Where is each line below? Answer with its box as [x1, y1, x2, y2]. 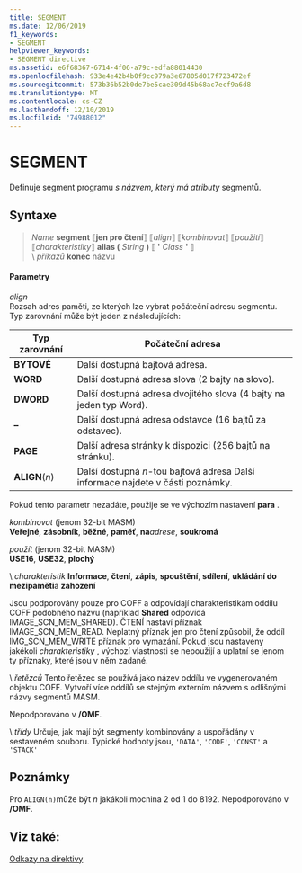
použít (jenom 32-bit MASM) [9, 544, 116, 555]
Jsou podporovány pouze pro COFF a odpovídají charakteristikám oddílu [9, 598, 279, 609]
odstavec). [76, 424, 123, 437]
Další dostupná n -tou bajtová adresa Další [76, 465, 255, 477]
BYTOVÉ [13, 359, 51, 371]
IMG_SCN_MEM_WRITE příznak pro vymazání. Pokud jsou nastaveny [9, 636, 264, 647]
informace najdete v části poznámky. [76, 477, 233, 489]
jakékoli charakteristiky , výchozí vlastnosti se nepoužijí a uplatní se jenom [9, 646, 285, 656]
